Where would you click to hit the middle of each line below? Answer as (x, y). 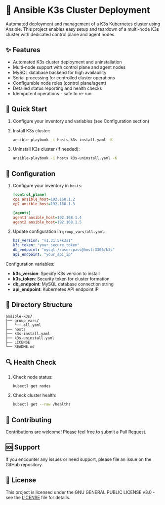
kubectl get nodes (32, 386)
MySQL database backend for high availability (60, 72)
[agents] (22, 213)
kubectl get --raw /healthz (41, 404)
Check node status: (33, 377)
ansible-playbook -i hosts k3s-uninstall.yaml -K (65, 158)
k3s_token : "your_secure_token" (46, 245)
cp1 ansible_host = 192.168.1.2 (44, 199)
